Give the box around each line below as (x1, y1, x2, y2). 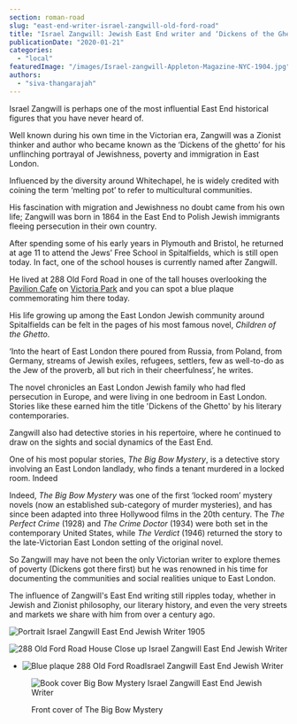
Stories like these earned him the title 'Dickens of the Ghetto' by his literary (9, 401, 282, 411)
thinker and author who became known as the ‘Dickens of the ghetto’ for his (9, 139, 286, 150)
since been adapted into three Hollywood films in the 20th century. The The (9, 509, 286, 519)
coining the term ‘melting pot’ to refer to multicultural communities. (9, 184, 253, 195)
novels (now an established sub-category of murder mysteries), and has (9, 499, 272, 510)
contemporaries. (9, 409, 70, 421)
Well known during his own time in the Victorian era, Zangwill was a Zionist (9, 129, 281, 140)
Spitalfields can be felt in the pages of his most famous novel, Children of (9, 319, 277, 330)
